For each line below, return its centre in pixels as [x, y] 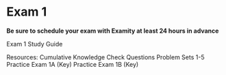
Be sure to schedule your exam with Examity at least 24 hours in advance [113, 31]
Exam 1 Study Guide [35, 44]
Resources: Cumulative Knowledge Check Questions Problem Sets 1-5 [105, 57]
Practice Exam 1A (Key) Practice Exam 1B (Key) [73, 64]
